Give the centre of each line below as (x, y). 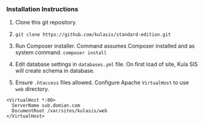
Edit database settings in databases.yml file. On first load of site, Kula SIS (106, 64)
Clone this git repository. (46, 23)
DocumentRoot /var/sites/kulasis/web (60, 111)
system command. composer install (61, 52)
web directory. (32, 89)
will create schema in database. (55, 71)
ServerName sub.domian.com (46, 105)
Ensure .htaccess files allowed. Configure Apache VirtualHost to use (102, 83)
